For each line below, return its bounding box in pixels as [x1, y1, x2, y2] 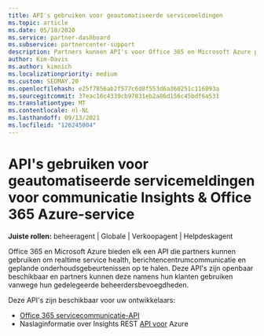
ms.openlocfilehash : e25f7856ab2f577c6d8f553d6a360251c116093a [8, 84, 220, 93]
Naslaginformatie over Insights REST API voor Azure [19, 319, 189, 328]
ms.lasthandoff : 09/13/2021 [8, 114, 101, 122]
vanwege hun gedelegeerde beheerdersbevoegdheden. [8, 280, 189, 290]
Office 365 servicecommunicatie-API [19, 310, 140, 319]
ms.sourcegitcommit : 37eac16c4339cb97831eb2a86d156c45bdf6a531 [8, 92, 220, 100]
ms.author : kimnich [8, 63, 72, 71]
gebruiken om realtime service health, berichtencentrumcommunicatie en [8, 255, 246, 264]
